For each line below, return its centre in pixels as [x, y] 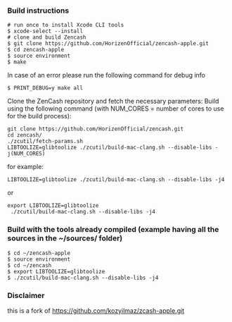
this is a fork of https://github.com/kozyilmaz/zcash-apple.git [96, 310]
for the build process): [39, 116]
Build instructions [38, 11]
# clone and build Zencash [47, 37]
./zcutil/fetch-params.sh [45, 142]
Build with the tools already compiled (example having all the [113, 230]
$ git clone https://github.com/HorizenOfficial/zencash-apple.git [108, 44]
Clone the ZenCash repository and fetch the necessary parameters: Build [113, 101]
